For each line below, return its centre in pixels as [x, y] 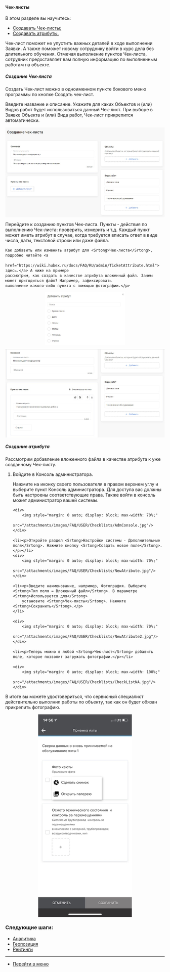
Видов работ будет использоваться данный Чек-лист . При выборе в [79, 110]
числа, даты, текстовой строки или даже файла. [57, 241]
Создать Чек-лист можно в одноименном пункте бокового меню [76, 89]
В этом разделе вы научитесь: [38, 18]
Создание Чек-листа [29, 76]
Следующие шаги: [29, 927]
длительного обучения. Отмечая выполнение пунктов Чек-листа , [76, 54]
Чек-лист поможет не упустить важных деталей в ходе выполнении [79, 43]
